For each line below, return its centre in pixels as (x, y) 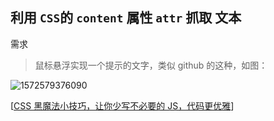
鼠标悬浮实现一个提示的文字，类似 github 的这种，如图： (151, 65)
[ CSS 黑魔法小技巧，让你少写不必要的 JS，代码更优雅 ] (122, 105)
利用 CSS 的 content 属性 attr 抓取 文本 (126, 18)
